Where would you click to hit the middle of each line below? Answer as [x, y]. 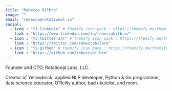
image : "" [16, 15]
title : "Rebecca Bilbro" [32, 10]
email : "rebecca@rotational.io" [40, 19]
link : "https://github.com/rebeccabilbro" [62, 53]
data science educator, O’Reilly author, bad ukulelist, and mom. [72, 83]
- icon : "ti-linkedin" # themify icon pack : [60, 29]
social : [14, 24]
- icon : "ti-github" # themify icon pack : [58, 48]
